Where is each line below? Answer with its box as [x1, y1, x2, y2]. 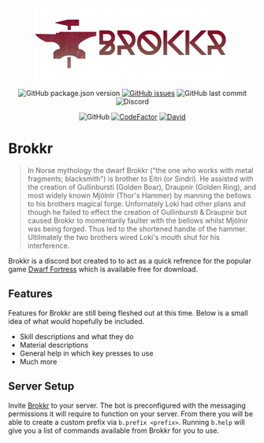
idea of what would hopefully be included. [8, 316, 145, 326]
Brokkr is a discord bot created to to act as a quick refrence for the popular [8, 256, 252, 265]
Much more [19, 356, 58, 366]
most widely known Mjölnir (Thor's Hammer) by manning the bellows [27, 190, 251, 200]
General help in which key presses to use [19, 349, 154, 358]
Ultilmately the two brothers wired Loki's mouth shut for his [27, 232, 221, 242]
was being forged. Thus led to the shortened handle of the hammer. [27, 223, 247, 234]
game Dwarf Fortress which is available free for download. [8, 264, 199, 274]
